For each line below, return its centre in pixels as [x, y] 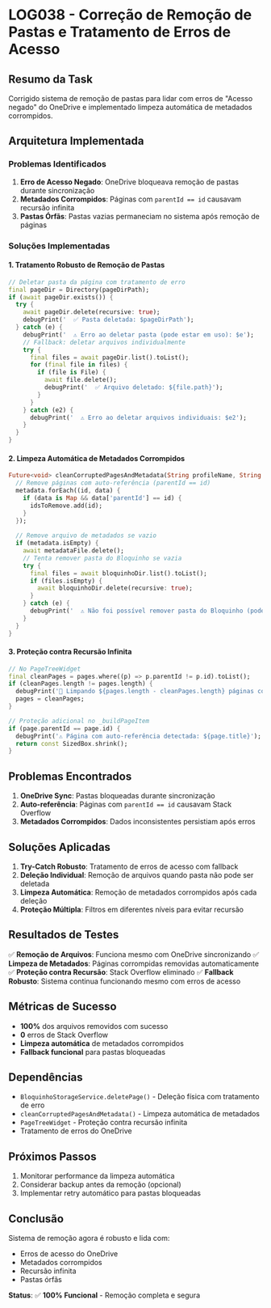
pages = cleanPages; [50, 699]
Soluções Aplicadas [60, 847]
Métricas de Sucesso [63, 1007]
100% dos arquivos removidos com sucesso [94, 1026]
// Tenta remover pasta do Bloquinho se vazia [102, 558]
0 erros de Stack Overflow [64, 1035]
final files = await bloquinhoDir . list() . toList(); [118, 573]
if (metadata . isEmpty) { [57, 544]
